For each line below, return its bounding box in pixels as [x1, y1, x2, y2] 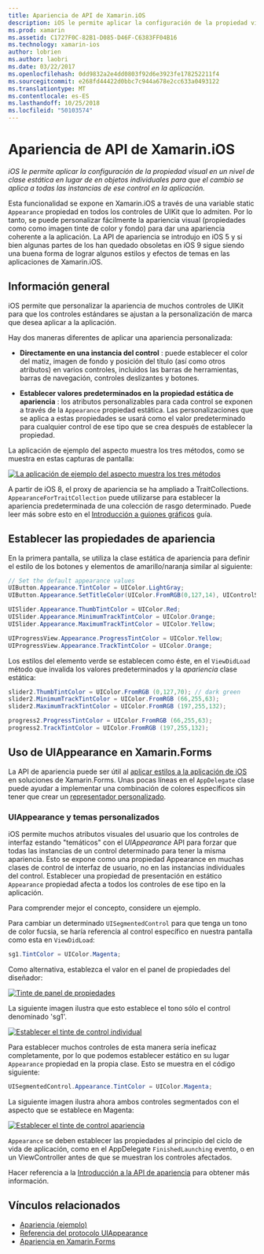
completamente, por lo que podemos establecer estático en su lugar [8, 1050, 230, 1060]
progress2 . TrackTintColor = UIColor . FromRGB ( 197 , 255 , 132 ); [8, 724, 210, 732]
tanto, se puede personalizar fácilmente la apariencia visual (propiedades [8, 215, 246, 224]
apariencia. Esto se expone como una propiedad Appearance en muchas [8, 855, 244, 864]
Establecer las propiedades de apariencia [8, 532, 216, 546]
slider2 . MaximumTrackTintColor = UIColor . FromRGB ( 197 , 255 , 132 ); [8, 702, 227, 711]
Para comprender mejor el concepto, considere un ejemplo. [8, 903, 201, 913]
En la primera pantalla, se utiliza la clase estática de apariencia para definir [8, 553, 250, 563]
